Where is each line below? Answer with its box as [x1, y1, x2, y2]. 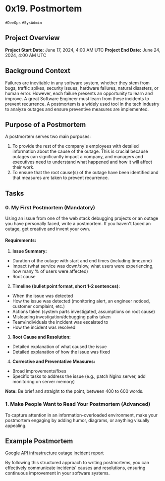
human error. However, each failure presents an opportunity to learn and [5, 90, 153, 96]
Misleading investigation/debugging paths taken [12, 314, 111, 320]
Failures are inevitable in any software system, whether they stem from [5, 80, 150, 86]
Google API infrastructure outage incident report [5, 450, 104, 456]
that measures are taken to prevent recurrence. [12, 175, 109, 181]
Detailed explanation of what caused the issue [12, 344, 107, 350]
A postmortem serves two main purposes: [5, 133, 91, 139]
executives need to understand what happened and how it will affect [12, 159, 153, 165]
